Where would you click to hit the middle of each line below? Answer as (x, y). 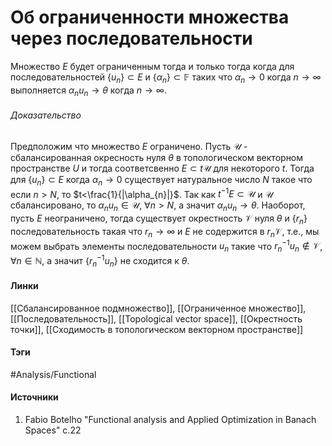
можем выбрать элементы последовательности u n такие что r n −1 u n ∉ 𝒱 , (166, 246)
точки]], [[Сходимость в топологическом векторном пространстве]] (157, 329)
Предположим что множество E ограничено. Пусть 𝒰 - (129, 146)
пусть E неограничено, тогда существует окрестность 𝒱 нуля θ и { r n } (159, 219)
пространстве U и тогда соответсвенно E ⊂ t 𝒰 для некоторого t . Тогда (162, 168)
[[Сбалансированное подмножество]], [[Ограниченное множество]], (158, 308)
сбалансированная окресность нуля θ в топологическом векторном (157, 157)
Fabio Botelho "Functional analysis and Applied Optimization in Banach (170, 420)
